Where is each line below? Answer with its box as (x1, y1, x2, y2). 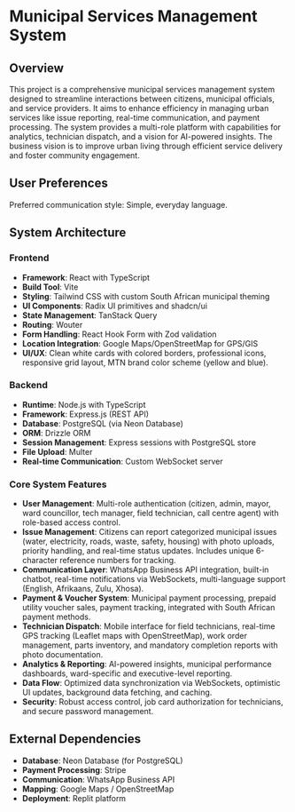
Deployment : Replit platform (21, 792, 127, 803)
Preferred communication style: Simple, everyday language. (9, 199, 228, 210)
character (21, 555, 58, 566)
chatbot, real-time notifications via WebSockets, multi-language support (21, 574, 286, 585)
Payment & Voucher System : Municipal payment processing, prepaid (21, 593, 276, 603)
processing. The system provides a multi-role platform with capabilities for (9, 122, 282, 132)
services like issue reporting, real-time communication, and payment (9, 113, 260, 123)
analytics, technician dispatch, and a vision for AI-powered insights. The (9, 131, 273, 141)
